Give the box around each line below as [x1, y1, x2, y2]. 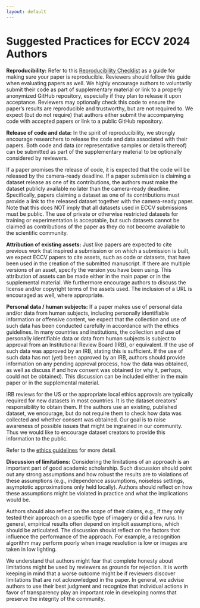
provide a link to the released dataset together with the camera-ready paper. [6, 197, 194, 204]
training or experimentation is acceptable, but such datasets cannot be [6, 216, 180, 224]
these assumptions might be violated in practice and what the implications [6, 489, 189, 497]
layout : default [6, 8, 46, 15]
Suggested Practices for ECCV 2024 [6, 34, 190, 48]
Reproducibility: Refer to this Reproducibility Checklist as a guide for [6, 67, 176, 74]
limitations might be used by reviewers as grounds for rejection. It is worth [6, 563, 188, 570]
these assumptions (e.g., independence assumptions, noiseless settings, [6, 477, 185, 484]
